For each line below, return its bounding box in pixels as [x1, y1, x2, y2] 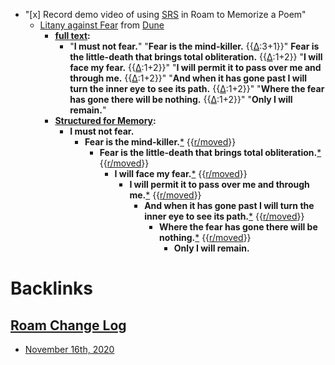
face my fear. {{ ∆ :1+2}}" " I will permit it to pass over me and [69, 62, 322, 73]
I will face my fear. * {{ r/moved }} [114, 168, 248, 179]
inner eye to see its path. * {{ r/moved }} [144, 210, 305, 222]
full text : [54, 30, 91, 41]
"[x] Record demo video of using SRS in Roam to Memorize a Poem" [24, 9, 307, 20]
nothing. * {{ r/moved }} [158, 232, 252, 243]
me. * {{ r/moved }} [129, 189, 202, 201]
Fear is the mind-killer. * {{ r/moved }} [84, 136, 237, 148]
